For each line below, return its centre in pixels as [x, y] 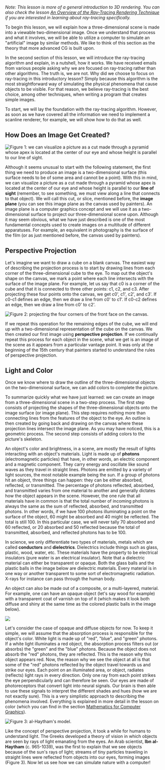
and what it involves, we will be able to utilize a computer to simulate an [77, 37]
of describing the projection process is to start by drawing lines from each [80, 268]
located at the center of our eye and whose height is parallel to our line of [80, 188]
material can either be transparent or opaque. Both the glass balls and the [80, 563]
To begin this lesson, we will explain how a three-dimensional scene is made [82, 27]
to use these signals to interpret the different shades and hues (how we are [81, 691]
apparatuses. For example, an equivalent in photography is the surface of [79, 230]
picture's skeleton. [24, 439]
